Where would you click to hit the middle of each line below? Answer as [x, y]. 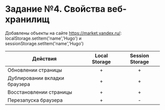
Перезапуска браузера [35, 100]
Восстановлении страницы [40, 92]
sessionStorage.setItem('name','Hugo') [44, 43]
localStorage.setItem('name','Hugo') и [43, 38]
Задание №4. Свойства [55, 9]
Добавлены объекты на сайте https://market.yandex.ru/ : [63, 33]
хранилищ [27, 19]
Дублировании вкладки [36, 78]
